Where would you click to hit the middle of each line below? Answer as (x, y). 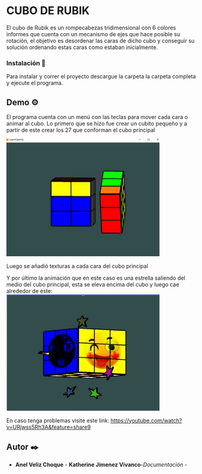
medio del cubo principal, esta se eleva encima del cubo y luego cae (93, 284)
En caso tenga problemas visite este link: (58, 420)
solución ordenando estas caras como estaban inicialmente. (82, 47)
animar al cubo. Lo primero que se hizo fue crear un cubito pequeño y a (97, 124)
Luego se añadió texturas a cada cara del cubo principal (77, 266)
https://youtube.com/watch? (146, 420)
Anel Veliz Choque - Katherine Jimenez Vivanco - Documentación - (101, 465)
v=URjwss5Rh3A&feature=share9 (49, 427)
